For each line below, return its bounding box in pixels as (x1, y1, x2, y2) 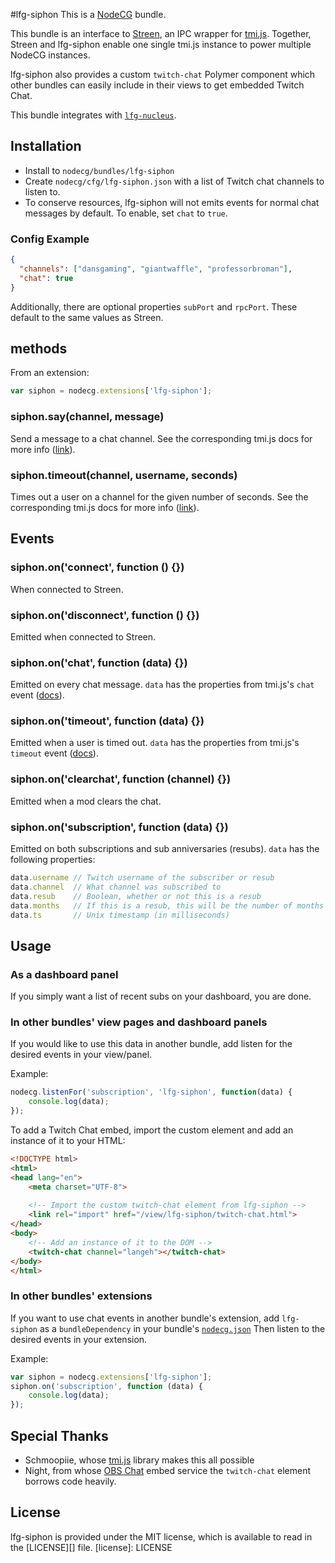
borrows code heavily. (24, 1475, 117, 1488)
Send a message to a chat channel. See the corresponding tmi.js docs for (10, 432, 313, 444)
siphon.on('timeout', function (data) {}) (10, 714, 205, 728)
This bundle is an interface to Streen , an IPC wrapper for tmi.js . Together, (10, 28, 312, 39)
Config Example (10, 232, 90, 246)
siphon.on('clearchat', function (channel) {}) (10, 772, 232, 786)
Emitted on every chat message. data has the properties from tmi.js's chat (10, 679, 315, 691)
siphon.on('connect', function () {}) (10, 560, 185, 574)
